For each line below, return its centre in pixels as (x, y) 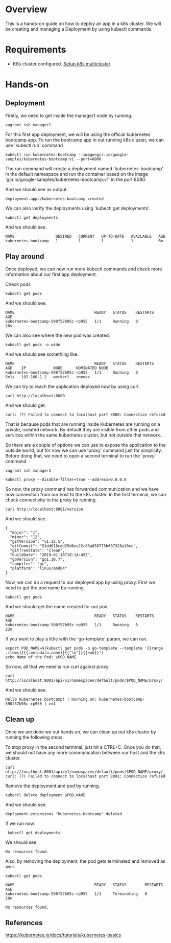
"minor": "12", (26, 537)
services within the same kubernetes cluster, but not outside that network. (83, 435)
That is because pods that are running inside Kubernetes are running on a (83, 424)
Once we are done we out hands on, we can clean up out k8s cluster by (81, 731)
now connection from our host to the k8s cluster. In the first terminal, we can (86, 494)
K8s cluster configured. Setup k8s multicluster (62, 64)
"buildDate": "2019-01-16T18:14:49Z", (51, 555)
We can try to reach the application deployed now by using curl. (72, 386)
